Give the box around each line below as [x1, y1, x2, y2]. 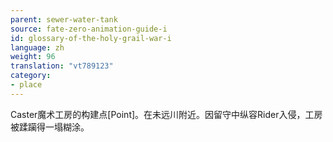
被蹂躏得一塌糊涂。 [10, 121, 90, 133]
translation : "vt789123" [10, 61, 114, 71]
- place [10, 80, 43, 90]
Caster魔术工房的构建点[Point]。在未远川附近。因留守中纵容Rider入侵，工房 [10, 108, 323, 120]
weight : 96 [10, 52, 56, 62]
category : [10, 71, 52, 81]
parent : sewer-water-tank [10, 14, 118, 25]
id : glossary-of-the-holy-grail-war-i [10, 33, 172, 43]
